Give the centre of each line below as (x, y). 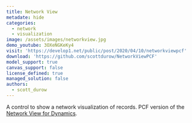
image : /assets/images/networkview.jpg (56, 40)
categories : (21, 23)
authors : (17, 85)
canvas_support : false (35, 67)
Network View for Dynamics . (42, 113)
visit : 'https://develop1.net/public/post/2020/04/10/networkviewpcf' (97, 51)
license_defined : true (35, 73)
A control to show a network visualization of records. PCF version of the (95, 107)
